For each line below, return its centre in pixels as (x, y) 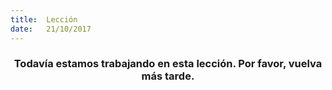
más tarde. (168, 76)
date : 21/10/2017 (51, 29)
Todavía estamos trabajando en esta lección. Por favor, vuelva (168, 64)
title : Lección (44, 19)
